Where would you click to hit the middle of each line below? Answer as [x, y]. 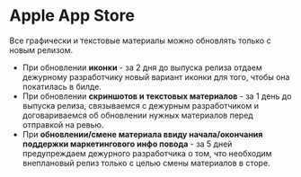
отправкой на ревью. [63, 124]
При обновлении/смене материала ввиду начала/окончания [142, 134]
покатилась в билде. [62, 86]
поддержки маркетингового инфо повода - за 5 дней [127, 144]
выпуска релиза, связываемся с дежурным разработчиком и [140, 105]
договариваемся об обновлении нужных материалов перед [137, 115]
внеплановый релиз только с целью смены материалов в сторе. [146, 163]
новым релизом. [41, 49]
